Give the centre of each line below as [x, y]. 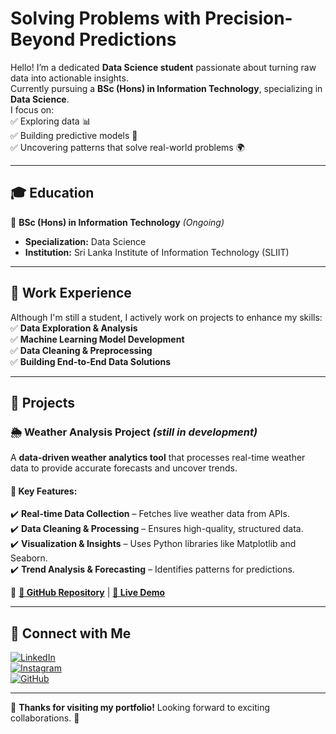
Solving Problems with [106, 18]
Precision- [248, 18]
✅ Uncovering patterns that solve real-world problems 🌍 [127, 147]
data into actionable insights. [69, 78]
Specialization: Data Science [85, 241]
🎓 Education [52, 193]
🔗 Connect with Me [71, 633]
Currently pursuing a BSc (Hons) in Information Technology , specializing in [166, 88]
